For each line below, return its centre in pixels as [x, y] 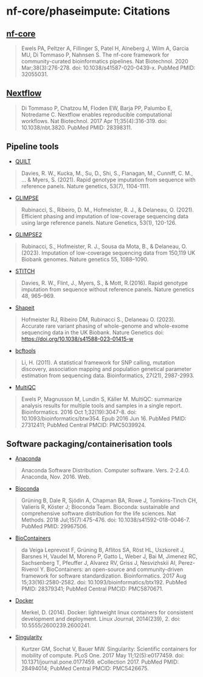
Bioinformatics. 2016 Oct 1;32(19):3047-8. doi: [79, 412]
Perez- [187, 563]
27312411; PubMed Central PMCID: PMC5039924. [84, 425]
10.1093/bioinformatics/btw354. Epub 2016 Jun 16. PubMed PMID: [104, 418]
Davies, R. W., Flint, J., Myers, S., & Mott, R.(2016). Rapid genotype [105, 283]
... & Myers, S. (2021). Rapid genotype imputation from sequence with [108, 179]
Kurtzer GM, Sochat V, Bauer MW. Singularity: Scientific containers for [109, 649]
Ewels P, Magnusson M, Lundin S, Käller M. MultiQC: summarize [101, 399]
